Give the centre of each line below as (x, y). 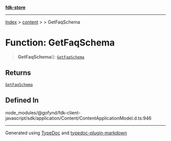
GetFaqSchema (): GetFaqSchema (51, 57)
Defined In (22, 100)
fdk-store (16, 7)
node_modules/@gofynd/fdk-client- (43, 112)
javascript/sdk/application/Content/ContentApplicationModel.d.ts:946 (78, 118)
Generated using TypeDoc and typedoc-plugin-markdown (66, 133)
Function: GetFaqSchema (60, 43)
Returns (18, 73)
